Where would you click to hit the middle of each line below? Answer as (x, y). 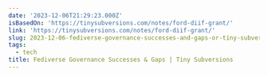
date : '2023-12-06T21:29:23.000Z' (66, 15)
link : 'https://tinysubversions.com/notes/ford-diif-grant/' (112, 30)
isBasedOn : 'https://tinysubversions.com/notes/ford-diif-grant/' (121, 23)
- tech (26, 52)
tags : (17, 45)
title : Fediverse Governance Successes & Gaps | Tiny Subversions (121, 60)
